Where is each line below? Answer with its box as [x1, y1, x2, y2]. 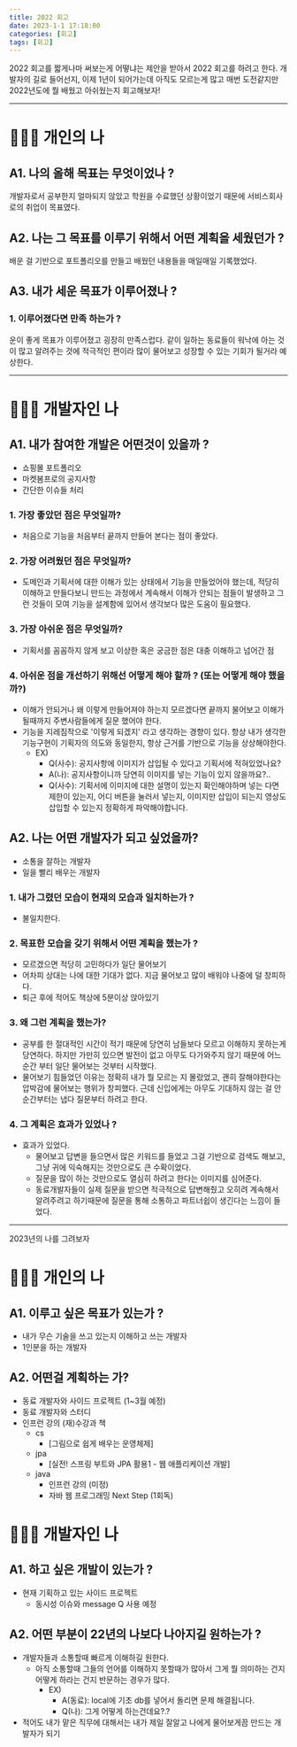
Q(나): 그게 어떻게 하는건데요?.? [61, 1705, 171, 1716]
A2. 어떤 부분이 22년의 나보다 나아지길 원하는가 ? [9, 1627, 263, 1643]
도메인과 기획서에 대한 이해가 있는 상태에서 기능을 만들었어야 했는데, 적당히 [21, 576, 280, 587]
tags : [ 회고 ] [9, 37, 54, 47]
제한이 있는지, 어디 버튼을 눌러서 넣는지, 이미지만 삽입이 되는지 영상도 [48, 791, 287, 801]
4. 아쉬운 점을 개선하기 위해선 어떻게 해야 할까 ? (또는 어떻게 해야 [9, 669, 267, 682]
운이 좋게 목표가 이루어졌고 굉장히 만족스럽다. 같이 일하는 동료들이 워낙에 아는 [9, 334, 276, 345]
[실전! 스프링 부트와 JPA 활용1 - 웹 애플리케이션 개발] [48, 1458, 231, 1469]
